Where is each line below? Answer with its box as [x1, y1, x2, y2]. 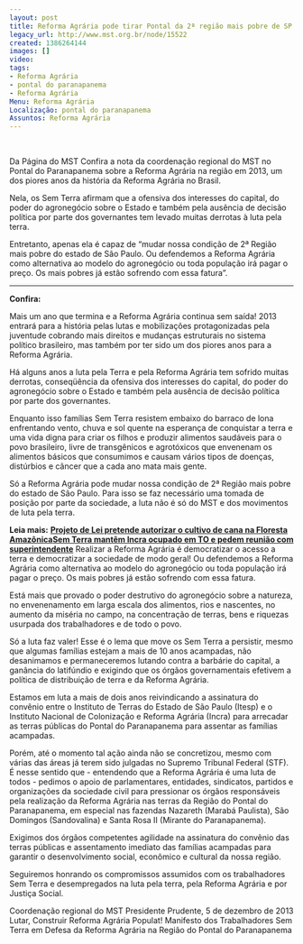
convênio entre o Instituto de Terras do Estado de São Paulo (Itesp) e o [9, 701, 273, 712]
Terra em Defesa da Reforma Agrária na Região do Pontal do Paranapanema [9, 925, 293, 936]
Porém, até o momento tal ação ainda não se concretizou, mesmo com [9, 747, 272, 758]
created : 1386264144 [9, 38, 87, 48]
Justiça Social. [9, 888, 64, 899]
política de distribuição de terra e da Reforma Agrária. [9, 674, 209, 685]
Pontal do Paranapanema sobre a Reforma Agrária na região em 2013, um [9, 166, 283, 177]
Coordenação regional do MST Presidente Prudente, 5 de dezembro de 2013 [9, 905, 294, 916]
